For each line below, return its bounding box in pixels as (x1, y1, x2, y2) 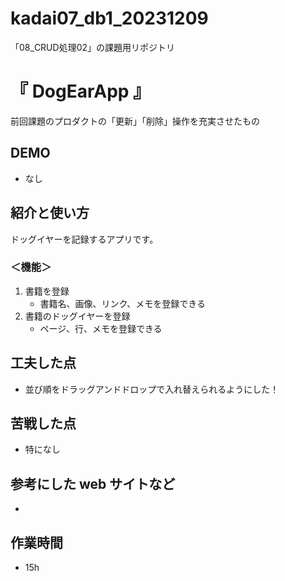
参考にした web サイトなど (10, 475, 176, 492)
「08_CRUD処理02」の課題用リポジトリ (10, 41, 176, 53)
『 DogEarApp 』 (10, 80, 152, 103)
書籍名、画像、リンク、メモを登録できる (39, 297, 207, 309)
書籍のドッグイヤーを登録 (24, 310, 131, 322)
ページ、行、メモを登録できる (39, 322, 163, 334)
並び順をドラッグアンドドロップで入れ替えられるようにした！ (24, 383, 280, 395)
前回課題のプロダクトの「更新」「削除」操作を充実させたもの (10, 115, 260, 127)
